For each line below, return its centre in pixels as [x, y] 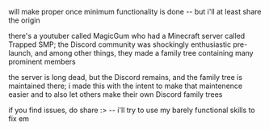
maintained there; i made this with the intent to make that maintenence [126, 86]
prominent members [42, 61]
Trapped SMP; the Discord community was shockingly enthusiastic [120, 44]
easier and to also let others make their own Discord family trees [116, 94]
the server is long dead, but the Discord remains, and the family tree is [126, 77]
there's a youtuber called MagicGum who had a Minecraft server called [127, 36]
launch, [21, 53]
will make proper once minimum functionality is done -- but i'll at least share [135, 12]
